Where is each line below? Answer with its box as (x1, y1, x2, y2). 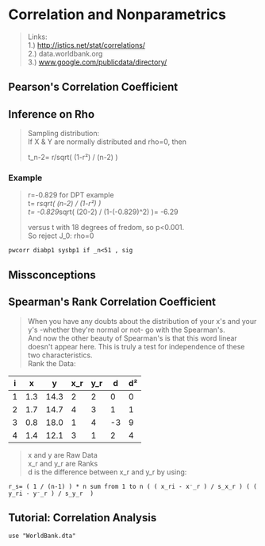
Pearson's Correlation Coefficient (8, 80, 179, 94)
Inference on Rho (8, 107, 95, 121)
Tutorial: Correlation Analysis (8, 511, 157, 525)
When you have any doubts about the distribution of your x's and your (27, 316, 257, 326)
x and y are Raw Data (27, 450, 98, 459)
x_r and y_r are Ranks (27, 458, 98, 468)
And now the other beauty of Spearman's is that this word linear (27, 333, 238, 343)
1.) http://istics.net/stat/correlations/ (27, 40, 145, 49)
